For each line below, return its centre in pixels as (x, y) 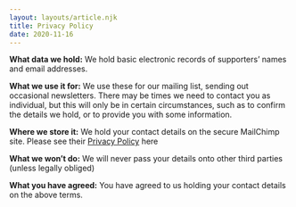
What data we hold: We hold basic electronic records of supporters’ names (148, 60)
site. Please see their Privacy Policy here (84, 141)
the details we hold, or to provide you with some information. (121, 115)
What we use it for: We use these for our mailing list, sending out (129, 87)
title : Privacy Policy (51, 26)
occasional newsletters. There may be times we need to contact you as (140, 95)
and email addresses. (49, 69)
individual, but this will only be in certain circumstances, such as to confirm (147, 105)
